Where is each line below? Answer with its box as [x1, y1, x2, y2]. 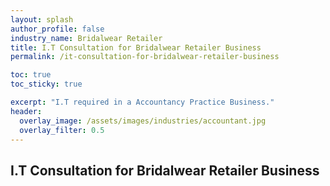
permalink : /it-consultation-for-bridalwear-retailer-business [10, 52, 280, 62]
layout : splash [10, 14, 74, 25]
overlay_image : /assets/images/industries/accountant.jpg [19, 116, 267, 126]
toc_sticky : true [10, 79, 83, 90]
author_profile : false [10, 24, 105, 34]
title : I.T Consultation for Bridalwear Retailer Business [10, 42, 262, 53]
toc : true [10, 70, 52, 80]
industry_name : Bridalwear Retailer [10, 33, 163, 43]
